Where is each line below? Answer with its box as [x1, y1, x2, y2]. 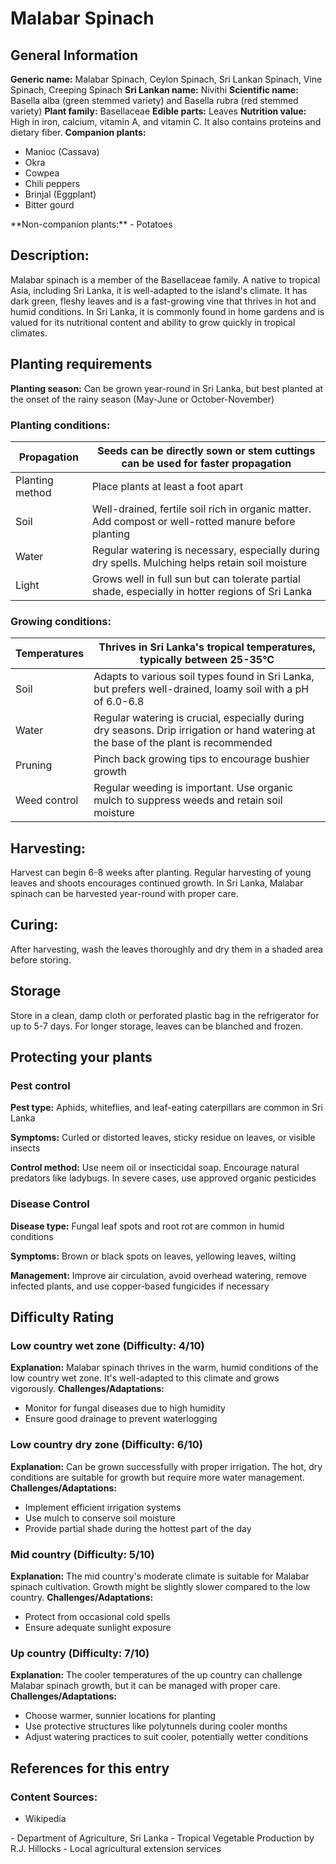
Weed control [15, 793, 79, 807]
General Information [10, 47, 139, 64]
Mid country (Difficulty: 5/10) [10, 1547, 155, 1561]
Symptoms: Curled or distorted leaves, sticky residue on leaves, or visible [10, 1132, 316, 1144]
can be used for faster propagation [121, 456, 292, 470]
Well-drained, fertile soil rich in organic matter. [91, 502, 312, 516]
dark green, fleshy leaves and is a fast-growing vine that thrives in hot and [10, 295, 317, 307]
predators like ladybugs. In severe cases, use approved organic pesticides [10, 1172, 317, 1184]
